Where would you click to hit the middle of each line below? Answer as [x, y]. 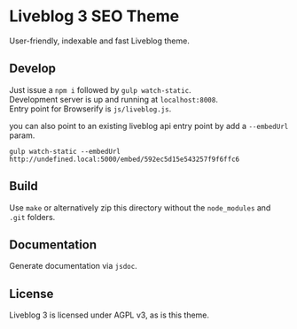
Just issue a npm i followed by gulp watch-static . [101, 89]
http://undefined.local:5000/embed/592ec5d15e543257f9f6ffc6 [125, 159]
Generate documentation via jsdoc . [73, 266]
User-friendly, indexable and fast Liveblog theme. [100, 41]
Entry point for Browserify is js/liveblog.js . [90, 109]
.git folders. [32, 217]
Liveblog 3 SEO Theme [94, 16]
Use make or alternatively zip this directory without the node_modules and [140, 207]
